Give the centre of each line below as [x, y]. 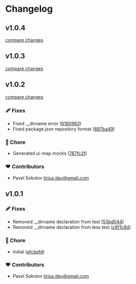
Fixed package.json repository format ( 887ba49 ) [64, 129]
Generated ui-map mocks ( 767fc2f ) [50, 154]
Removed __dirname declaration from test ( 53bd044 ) [68, 222]
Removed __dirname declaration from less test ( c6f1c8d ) [72, 227]
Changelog [29, 9]
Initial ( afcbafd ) [29, 252]
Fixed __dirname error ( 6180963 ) [47, 123]
